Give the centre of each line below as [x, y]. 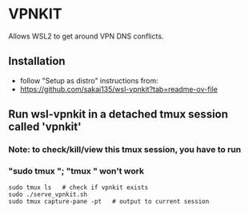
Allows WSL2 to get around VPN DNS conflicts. [86, 36]
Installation [37, 61]
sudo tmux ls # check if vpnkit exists [78, 188]
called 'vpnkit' [45, 127]
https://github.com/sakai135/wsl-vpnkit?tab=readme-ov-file [118, 89]
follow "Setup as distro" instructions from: [89, 80]
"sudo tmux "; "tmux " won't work [76, 171]
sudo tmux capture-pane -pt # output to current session [109, 202]
